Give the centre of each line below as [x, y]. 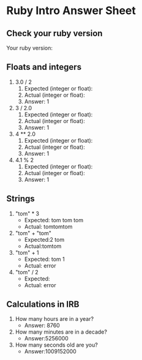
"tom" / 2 [27, 272]
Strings [21, 199]
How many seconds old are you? [56, 345]
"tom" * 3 [27, 213]
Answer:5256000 [46, 339]
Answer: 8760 [42, 326]
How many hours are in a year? [54, 319]
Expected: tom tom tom [54, 220]
